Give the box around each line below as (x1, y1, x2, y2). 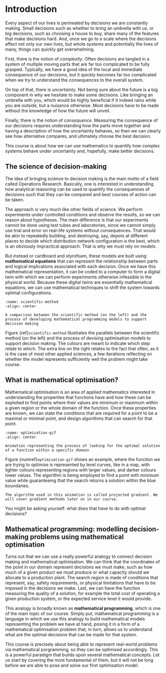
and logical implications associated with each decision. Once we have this (5, 263, 156, 269)
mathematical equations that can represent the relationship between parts (5, 258, 158, 264)
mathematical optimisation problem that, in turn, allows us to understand (5, 626, 153, 632)
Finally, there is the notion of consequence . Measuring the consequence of (5, 117, 158, 123)
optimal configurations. (5, 289, 52, 296)
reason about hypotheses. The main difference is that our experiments (5, 217, 149, 223)
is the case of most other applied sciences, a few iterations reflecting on (5, 351, 152, 357)
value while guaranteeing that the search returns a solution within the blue (5, 477, 156, 483)
